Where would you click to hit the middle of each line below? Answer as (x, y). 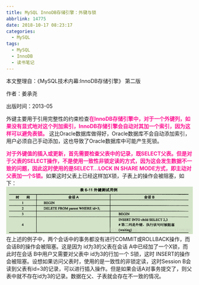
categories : (21, 31)
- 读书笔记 (23, 62)
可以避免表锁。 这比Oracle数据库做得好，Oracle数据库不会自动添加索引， (101, 133)
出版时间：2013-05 (30, 106)
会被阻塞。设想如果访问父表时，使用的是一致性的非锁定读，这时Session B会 (99, 261)
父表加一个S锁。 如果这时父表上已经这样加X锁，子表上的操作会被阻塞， (93, 175)
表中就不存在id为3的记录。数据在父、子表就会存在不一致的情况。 (85, 276)
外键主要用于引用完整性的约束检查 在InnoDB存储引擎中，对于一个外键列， (96, 119)
